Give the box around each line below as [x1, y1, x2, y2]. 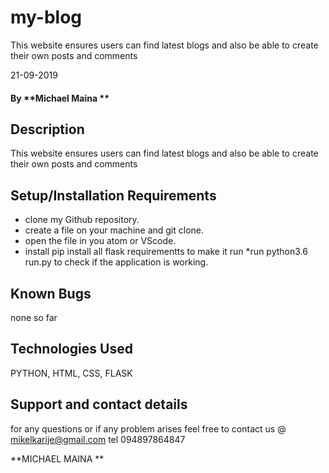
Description [10, 121, 85, 138]
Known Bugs [10, 285, 92, 302]
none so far [10, 311, 58, 323]
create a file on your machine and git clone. [24, 224, 205, 236]
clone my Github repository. [24, 214, 140, 226]
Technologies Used [10, 341, 133, 358]
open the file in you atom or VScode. [24, 235, 177, 247]
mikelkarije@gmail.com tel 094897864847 [10, 433, 186, 445]
